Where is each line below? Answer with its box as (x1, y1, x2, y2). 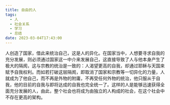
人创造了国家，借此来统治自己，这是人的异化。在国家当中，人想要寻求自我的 (5, 50, 165, 56)
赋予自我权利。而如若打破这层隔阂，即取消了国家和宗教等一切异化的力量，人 (5, 69, 165, 75)
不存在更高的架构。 (5, 94, 46, 100)
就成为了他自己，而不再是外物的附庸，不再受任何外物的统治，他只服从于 (5, 75, 156, 81)
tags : (5, 12, 17, 17)
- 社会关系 (10, 21, 30, 27)
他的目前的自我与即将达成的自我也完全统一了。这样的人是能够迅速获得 (14, 81, 160, 87)
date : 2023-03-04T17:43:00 (5, 36, 62, 41)
